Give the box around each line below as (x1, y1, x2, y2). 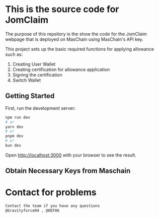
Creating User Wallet (12, 61, 56, 67)
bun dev (5, 143, 22, 148)
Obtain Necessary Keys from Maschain (5, 167, 131, 175)
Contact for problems (5, 187, 97, 198)
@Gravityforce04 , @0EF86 (5, 208, 59, 213)
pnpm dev (5, 133, 24, 139)
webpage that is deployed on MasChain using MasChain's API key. (5, 36, 143, 42)
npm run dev (5, 115, 30, 120)
